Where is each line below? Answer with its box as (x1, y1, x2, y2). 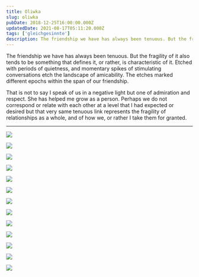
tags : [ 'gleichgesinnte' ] (6, 31, 70, 37)
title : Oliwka (6, 8, 41, 15)
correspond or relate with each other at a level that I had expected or (6, 102, 174, 108)
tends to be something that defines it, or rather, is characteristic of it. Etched (6, 59, 192, 66)
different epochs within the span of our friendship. (6, 78, 129, 85)
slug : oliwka (6, 14, 38, 20)
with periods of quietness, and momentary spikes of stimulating (6, 65, 162, 72)
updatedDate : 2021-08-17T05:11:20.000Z (6, 25, 105, 31)
